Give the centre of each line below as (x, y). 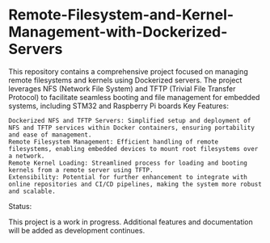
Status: (20, 206)
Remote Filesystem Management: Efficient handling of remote (114, 142)
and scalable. (32, 191)
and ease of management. (50, 135)
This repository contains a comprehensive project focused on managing (128, 71)
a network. (27, 156)
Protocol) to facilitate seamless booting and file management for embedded (134, 97)
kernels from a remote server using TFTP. (81, 170)
